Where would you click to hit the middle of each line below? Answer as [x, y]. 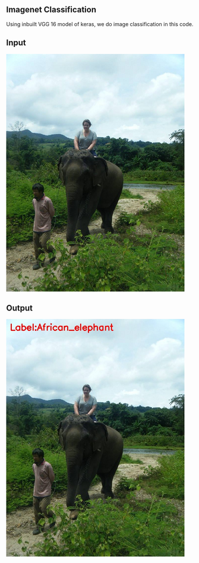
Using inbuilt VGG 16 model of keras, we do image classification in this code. [100, 24]
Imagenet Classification [51, 10]
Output [19, 308]
